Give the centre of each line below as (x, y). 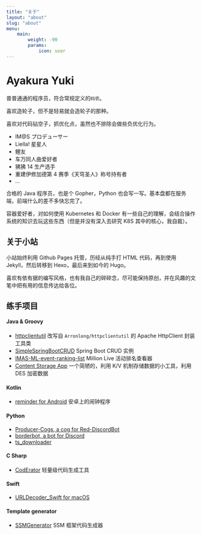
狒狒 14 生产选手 (35, 167)
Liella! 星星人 (31, 144)
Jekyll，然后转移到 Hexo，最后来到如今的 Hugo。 (68, 265)
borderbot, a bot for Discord (50, 435)
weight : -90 (43, 40)
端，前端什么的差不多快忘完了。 (46, 201)
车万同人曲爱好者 (36, 159)
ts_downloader (33, 442)
